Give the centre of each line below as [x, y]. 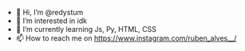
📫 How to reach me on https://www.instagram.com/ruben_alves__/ [126, 38]
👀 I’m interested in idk [51, 21]
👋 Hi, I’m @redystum [49, 12]
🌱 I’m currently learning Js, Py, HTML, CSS [86, 29]
